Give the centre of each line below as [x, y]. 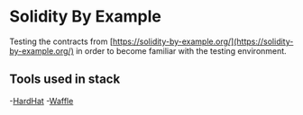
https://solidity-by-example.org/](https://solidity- [203, 41]
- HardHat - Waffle [41, 101]
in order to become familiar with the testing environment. [181, 50]
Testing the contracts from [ [61, 41]
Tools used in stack [65, 80]
